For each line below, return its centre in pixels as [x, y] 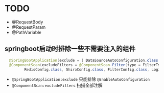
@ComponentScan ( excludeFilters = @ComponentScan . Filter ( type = [75, 65]
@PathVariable [26, 32]
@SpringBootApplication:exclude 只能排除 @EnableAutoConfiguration [81, 79]
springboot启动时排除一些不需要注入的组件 [70, 49]
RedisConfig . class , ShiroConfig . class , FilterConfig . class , [87, 69]
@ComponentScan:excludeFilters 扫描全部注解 [57, 85]
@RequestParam [29, 27]
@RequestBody [27, 22]
